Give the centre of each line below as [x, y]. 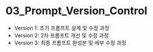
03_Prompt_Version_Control [76, 11]
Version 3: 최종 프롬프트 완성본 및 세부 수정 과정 [70, 43]
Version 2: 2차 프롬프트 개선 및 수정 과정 [61, 35]
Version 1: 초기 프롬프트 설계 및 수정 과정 [62, 28]
